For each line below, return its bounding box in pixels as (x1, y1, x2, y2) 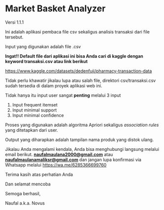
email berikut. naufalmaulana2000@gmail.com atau (5, 151, 113, 157)
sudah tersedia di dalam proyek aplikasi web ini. (5, 82, 102, 89)
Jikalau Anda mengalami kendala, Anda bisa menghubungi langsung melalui (5, 146, 159, 152)
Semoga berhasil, (5, 190, 41, 196)
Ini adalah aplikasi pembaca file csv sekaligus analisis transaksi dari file (5, 29, 150, 35)
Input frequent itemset (12, 102, 58, 107)
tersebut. (5, 34, 24, 40)
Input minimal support (12, 107, 57, 113)
